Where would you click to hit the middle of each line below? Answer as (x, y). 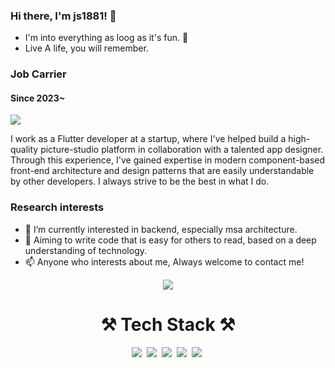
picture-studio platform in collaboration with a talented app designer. (182, 150)
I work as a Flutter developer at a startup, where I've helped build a (148, 139)
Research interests (57, 207)
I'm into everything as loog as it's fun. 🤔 (106, 38)
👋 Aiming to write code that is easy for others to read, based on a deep (170, 240)
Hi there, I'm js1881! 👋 (63, 16)
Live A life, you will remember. (86, 48)
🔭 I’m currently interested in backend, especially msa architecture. (161, 229)
